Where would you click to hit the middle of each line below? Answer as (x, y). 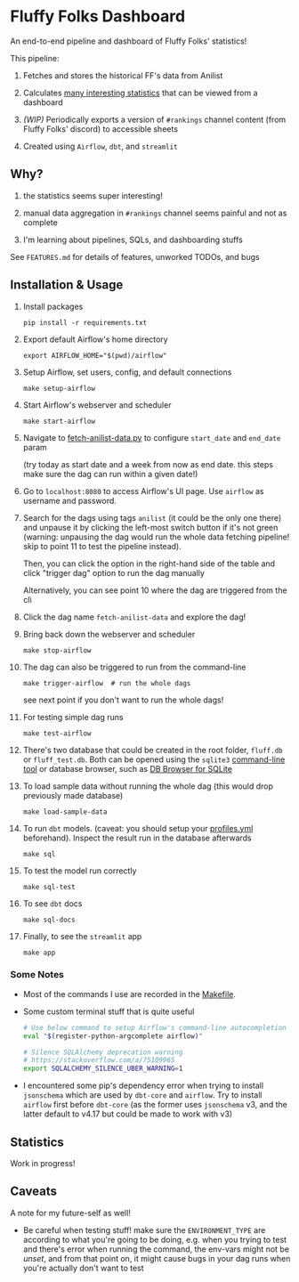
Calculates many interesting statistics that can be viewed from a (140, 93)
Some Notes (37, 975)
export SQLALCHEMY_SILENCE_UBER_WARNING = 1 (103, 1069)
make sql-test (49, 887)
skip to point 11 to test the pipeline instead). (102, 546)
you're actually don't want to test (84, 1268)
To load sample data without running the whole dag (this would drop (148, 786)
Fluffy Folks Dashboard (98, 16)
